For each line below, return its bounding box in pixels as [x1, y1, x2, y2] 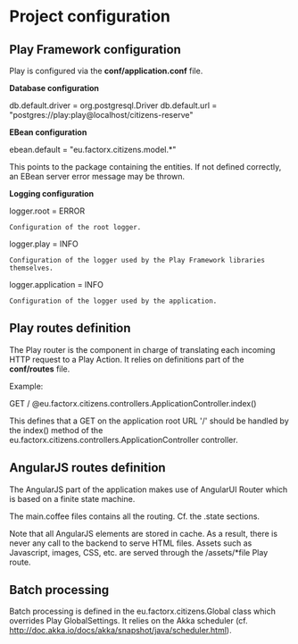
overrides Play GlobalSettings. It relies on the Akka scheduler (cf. [9, 615, 248, 626]
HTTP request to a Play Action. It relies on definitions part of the [9, 354, 244, 364]
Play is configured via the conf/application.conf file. [9, 65, 203, 76]
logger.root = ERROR [9, 205, 86, 216]
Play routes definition [9, 321, 131, 336]
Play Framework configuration [9, 42, 181, 57]
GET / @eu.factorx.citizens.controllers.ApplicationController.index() [9, 397, 257, 408]
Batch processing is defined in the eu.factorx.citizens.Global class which [9, 606, 277, 617]
